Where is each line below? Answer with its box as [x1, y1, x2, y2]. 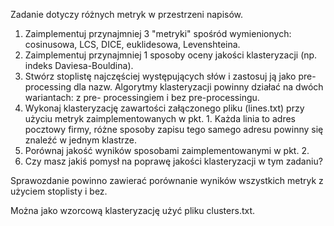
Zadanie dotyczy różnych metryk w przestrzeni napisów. [10, 9, 244, 20]
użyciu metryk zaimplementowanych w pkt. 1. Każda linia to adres [24, 113, 296, 124]
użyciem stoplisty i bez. [10, 185, 108, 197]
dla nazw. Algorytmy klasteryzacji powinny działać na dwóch [73, 81, 324, 93]
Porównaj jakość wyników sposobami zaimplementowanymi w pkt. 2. [24, 145, 310, 156]
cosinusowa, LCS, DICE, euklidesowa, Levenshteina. [24, 39, 241, 50]
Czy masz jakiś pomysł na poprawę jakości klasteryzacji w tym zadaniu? [24, 155, 323, 167]
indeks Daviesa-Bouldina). [24, 60, 134, 71]
